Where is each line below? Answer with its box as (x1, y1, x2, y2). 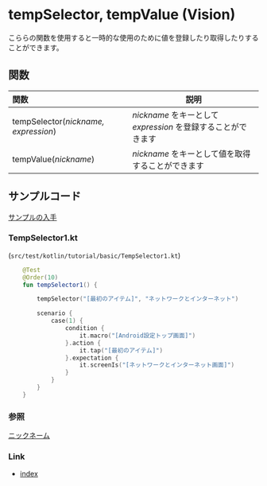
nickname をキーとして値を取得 (132, 148, 251, 159)
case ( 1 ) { (50, 317, 83, 325)
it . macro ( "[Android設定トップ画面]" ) (79, 332, 196, 340)
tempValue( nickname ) (12, 154, 95, 165)
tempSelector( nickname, (12, 115, 105, 126)
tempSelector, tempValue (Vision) (8, 6, 236, 24)
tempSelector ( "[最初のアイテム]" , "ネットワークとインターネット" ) (37, 295, 239, 303)
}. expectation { (64, 354, 119, 362)
